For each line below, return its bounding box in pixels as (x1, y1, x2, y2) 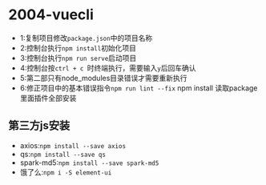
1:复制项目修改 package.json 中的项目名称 (19, 33, 153, 42)
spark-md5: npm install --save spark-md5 (19, 158, 159, 167)
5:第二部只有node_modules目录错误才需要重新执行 (19, 73, 187, 82)
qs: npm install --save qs (19, 149, 107, 159)
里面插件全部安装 (19, 93, 77, 103)
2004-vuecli (8, 6, 94, 24)
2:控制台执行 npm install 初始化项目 (19, 42, 137, 53)
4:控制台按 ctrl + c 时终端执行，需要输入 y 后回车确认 (19, 62, 196, 73)
